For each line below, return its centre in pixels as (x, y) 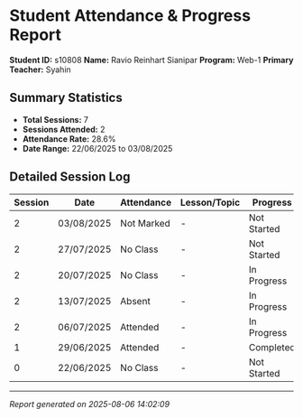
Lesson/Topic (210, 202)
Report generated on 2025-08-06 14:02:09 (89, 404)
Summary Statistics (66, 98)
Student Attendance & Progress (130, 16)
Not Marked (146, 223)
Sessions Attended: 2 (64, 129)
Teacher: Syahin (41, 70)
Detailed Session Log (70, 177)
